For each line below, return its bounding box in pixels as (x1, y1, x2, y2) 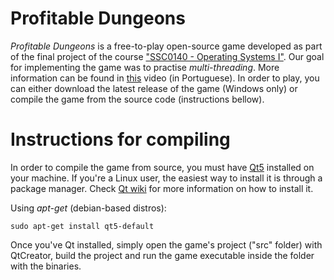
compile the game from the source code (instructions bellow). (10, 93, 265, 105)
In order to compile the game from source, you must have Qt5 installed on (10, 161, 315, 173)
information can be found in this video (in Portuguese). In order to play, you (10, 72, 320, 84)
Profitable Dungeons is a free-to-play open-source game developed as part (10, 40, 323, 52)
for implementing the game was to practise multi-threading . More (10, 61, 280, 73)
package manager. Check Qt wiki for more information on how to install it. (10, 182, 314, 194)
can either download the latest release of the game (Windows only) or (10, 82, 298, 94)
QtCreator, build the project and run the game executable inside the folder (10, 249, 315, 261)
